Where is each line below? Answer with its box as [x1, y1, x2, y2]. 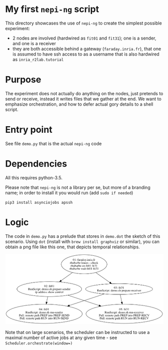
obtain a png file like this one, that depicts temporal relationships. [5, 244, 140, 250]
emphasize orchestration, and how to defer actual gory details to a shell [5, 101, 153, 107]
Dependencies [5, 158, 67, 169]
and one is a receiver [12, 40, 56, 46]
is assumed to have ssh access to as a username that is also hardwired [12, 51, 159, 57]
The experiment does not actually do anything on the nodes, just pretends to [5, 90, 163, 96]
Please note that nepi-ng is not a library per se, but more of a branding [5, 184, 150, 190]
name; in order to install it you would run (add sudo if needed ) [5, 189, 133, 196]
